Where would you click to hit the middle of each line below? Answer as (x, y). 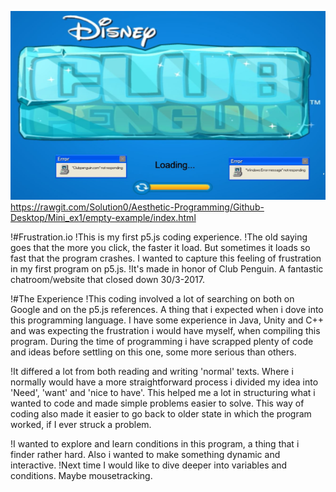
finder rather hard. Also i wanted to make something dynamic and (145, 454)
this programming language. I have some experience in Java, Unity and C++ (167, 320)
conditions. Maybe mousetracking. (81, 475)
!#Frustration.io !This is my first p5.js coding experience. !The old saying (159, 237)
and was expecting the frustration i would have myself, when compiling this (165, 330)
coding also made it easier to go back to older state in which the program (161, 413)
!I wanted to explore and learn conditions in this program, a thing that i (155, 443)
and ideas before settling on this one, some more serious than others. (153, 352)
